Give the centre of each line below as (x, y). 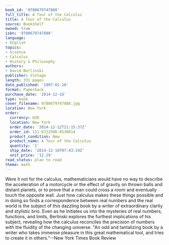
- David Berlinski (24, 71)
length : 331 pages (24, 80)
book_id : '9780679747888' (32, 10)
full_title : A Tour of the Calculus (44, 15)
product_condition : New (35, 137)
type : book (17, 99)
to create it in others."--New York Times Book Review (61, 238)
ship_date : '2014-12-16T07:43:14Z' (47, 151)
